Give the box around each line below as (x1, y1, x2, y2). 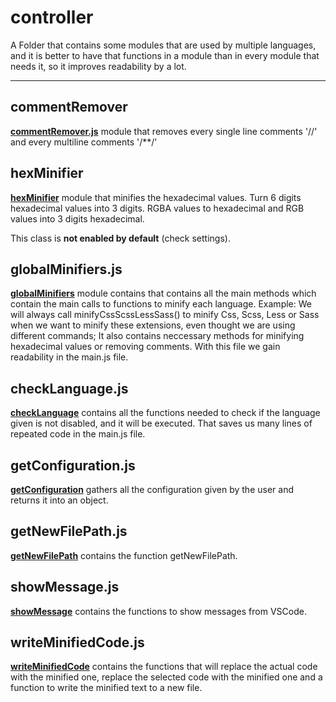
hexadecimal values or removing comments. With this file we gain (10, 341, 281, 353)
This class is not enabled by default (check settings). (10, 232, 231, 244)
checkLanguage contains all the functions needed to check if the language (10, 407, 321, 419)
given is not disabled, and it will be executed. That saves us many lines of (10, 417, 313, 430)
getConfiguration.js (10, 457, 136, 474)
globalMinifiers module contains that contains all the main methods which (10, 287, 317, 300)
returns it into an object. (10, 494, 109, 506)
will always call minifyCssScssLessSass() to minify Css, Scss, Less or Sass (10, 309, 320, 321)
